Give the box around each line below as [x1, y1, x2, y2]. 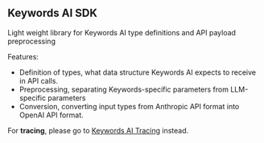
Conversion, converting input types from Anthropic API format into [19, 101, 240, 111]
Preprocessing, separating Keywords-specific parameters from [19, 84, 229, 94]
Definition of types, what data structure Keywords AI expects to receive [19, 67, 257, 77]
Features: [7, 51, 39, 61]
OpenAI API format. [19, 110, 84, 120]
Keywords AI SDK [7, 6, 98, 20]
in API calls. [19, 76, 58, 85]
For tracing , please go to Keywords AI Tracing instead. [7, 125, 189, 135]
